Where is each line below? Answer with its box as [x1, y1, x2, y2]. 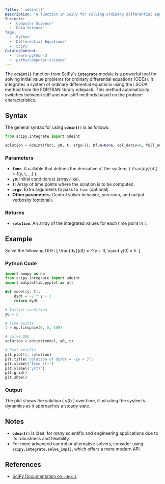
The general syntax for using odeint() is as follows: [5, 124, 110, 130]
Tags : [5, 30, 16, 35]
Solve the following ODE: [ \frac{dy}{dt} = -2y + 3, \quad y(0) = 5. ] [5, 248, 141, 254]
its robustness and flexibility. [12, 436, 70, 442]
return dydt [14, 298, 38, 303]
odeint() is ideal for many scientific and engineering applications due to [12, 430, 159, 436]
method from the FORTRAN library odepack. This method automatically [5, 87, 150, 92]
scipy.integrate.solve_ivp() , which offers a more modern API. [12, 446, 141, 452]
